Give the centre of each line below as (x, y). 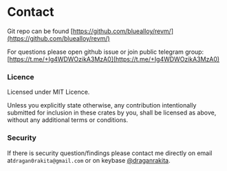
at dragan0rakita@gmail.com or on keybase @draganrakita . (89, 160)
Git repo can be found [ (40, 31)
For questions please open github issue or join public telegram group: (106, 52)
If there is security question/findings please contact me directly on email (110, 153)
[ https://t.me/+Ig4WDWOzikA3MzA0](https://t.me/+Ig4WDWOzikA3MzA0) (113, 59)
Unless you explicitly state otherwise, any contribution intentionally (102, 105)
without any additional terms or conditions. (68, 120)
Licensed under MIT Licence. (48, 92)
